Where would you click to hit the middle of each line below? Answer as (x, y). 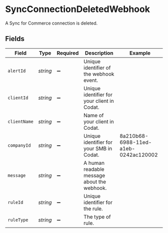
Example (140, 53)
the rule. (93, 208)
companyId (19, 145)
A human (94, 163)
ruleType (18, 220)
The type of (97, 216)
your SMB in (98, 148)
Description (99, 53)
